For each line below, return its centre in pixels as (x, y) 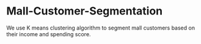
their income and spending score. (49, 34)
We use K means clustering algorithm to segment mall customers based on (101, 28)
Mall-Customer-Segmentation (85, 11)
